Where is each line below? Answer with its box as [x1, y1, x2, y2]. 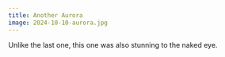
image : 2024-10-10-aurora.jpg [8, 19, 109, 27]
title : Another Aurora [8, 11, 83, 20]
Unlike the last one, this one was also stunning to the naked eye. [8, 40, 218, 49]
